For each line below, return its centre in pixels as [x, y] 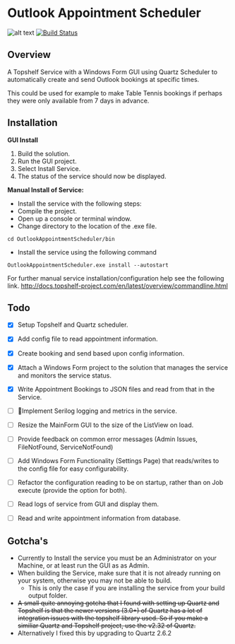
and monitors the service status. [64, 375]
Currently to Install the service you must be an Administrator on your [117, 558]
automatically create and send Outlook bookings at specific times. [103, 79]
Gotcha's [28, 541]
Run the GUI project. [47, 161]
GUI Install [23, 140]
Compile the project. [47, 211]
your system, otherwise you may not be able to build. [95, 580]
